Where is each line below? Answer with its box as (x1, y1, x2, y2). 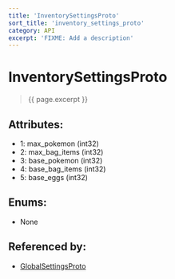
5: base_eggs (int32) (19, 173, 88, 182)
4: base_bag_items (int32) (19, 164, 106, 174)
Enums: (8, 196, 47, 210)
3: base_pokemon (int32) (19, 156, 103, 165)
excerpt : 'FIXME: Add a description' (8, 33, 134, 42)
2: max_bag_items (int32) (19, 147, 104, 156)
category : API (8, 26, 56, 34)
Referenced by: (8, 240, 86, 253)
